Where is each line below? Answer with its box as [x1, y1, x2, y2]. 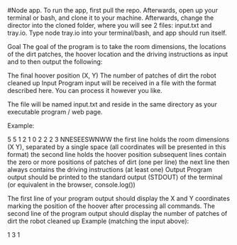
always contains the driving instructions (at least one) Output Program [7, 165, 213, 173]
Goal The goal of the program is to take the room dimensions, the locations [7, 43, 226, 50]
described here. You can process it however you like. [7, 87, 162, 94]
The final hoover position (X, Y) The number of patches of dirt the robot [7, 71, 216, 80]
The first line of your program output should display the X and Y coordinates [7, 195, 231, 202]
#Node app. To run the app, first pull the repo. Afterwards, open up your [7, 6, 219, 14]
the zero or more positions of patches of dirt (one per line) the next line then [7, 158, 230, 166]
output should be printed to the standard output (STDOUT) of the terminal [7, 173, 223, 181]
